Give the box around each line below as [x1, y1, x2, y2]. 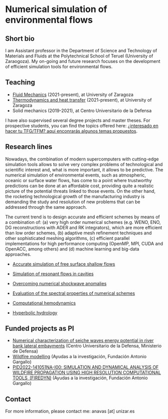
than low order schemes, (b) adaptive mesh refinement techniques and [5, 230, 152, 236]
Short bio [5, 34, 35, 43]
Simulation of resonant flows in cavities [12, 271, 94, 277]
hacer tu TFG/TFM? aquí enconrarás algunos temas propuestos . [5, 128, 138, 134]
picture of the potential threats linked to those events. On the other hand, [5, 188, 156, 194]
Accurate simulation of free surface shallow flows [12, 261, 115, 267]
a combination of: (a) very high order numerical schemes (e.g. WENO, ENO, [5, 219, 161, 225]
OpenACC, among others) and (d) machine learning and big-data [5, 245, 139, 252]
